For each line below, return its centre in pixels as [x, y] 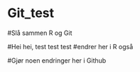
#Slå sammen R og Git [40, 33]
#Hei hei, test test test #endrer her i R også [70, 46]
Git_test [31, 13]
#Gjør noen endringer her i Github [57, 60]
